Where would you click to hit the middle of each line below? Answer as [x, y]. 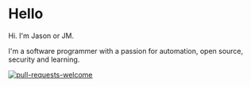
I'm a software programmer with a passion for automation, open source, [126, 51]
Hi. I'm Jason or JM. [41, 36]
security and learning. [44, 59]
